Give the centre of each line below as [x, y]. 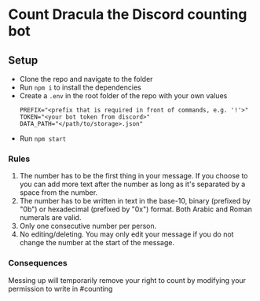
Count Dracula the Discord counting [128, 15]
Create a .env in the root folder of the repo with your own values [123, 95]
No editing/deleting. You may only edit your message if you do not [126, 234]
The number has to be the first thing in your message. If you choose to [134, 176]
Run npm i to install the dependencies [80, 87]
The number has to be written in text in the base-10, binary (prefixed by [135, 201]
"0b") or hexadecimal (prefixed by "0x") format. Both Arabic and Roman [136, 209]
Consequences [38, 263]
